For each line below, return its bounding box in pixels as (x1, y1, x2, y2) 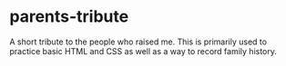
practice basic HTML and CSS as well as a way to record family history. (9, 45, 278, 56)
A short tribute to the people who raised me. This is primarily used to (9, 36, 267, 47)
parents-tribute (9, 6, 129, 27)
